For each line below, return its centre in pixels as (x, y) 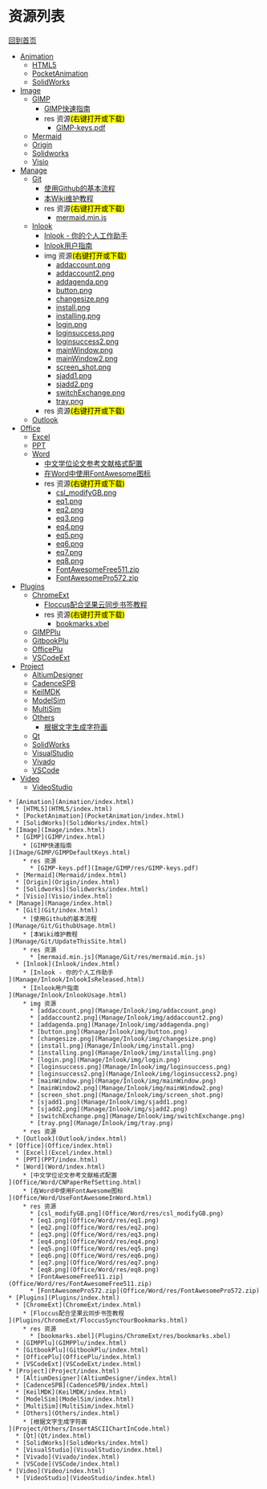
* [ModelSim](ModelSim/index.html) (75, 1399)
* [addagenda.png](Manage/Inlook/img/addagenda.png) (119, 1025)
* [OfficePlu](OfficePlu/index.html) (79, 1357)
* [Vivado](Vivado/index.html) (68, 1457)
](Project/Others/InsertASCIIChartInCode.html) (89, 1429)
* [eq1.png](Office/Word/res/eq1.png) (94, 1220)
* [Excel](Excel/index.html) (64, 1152)
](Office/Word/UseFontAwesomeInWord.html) (80, 1197)
